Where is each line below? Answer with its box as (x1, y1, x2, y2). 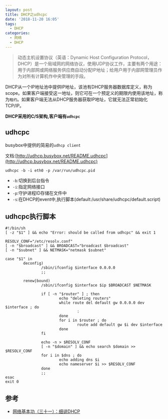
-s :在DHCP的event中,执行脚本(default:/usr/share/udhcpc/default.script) (12, 196, 161, 202)
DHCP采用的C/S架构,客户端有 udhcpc (5, 113, 80, 119)
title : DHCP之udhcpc (5, 12, 48, 17)
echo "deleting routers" (59, 296, 111, 301)
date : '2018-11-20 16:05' (5, 17, 59, 22)
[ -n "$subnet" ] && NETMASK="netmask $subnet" (5, 248, 107, 253)
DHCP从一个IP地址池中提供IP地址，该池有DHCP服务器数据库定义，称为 (5, 84, 152, 90)
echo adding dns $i (59, 357, 100, 362)
